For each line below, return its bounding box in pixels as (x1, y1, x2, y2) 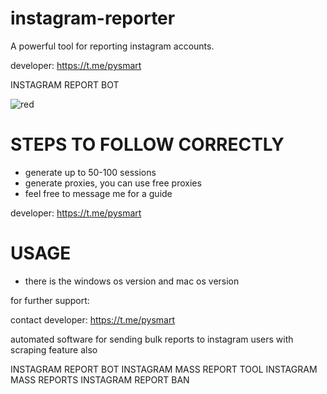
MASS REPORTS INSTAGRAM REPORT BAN (10, 373, 190, 386)
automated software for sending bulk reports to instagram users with (10, 333, 294, 345)
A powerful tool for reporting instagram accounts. (10, 40, 215, 52)
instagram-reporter (10, 7, 176, 30)
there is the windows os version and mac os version (24, 275, 240, 287)
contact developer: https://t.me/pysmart (10, 313, 176, 326)
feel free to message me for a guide (24, 187, 173, 199)
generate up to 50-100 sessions (24, 166, 157, 178)
